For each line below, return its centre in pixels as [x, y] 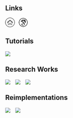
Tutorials [19, 41]
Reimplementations [36, 98]
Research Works [32, 70]
